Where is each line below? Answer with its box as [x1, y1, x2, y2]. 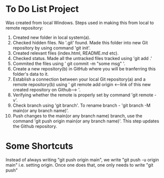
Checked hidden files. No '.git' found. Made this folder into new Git [12, 39, 148, 45]
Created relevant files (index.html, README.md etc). [12, 50, 119, 56]
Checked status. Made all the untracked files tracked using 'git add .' [12, 55, 152, 61]
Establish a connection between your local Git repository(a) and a [12, 76, 146, 82]
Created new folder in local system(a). [12, 34, 91, 40]
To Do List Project [5, 3, 79, 15]
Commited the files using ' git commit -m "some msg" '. [12, 60, 126, 66]
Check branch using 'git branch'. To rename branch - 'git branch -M [12, 102, 151, 108]
